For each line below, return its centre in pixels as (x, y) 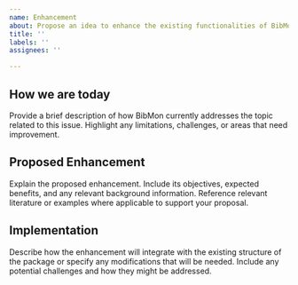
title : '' (27, 34)
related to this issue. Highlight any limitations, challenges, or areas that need (149, 124)
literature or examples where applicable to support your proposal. (129, 202)
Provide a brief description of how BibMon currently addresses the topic (141, 115)
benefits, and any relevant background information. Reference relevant (138, 193)
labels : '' (29, 42)
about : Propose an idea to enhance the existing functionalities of (138, 26)
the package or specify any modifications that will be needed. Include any (144, 261)
